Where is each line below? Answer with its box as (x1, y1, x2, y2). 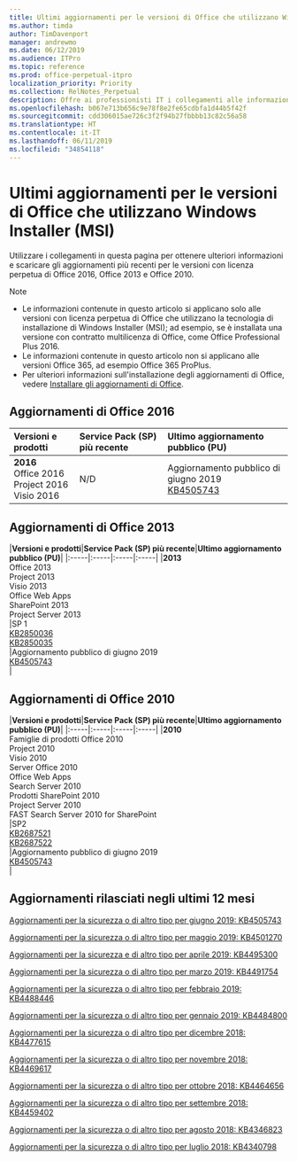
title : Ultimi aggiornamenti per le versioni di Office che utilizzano (9, 12, 278, 22)
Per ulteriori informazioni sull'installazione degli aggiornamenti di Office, (21, 369, 285, 379)
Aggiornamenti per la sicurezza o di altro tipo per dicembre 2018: (9, 1027, 246, 1038)
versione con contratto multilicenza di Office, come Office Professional (21, 331, 280, 342)
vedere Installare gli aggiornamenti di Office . (21, 378, 184, 389)
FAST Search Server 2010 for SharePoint (9, 809, 157, 820)
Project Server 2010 (9, 799, 81, 810)
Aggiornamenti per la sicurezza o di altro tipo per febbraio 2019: (9, 983, 242, 993)
